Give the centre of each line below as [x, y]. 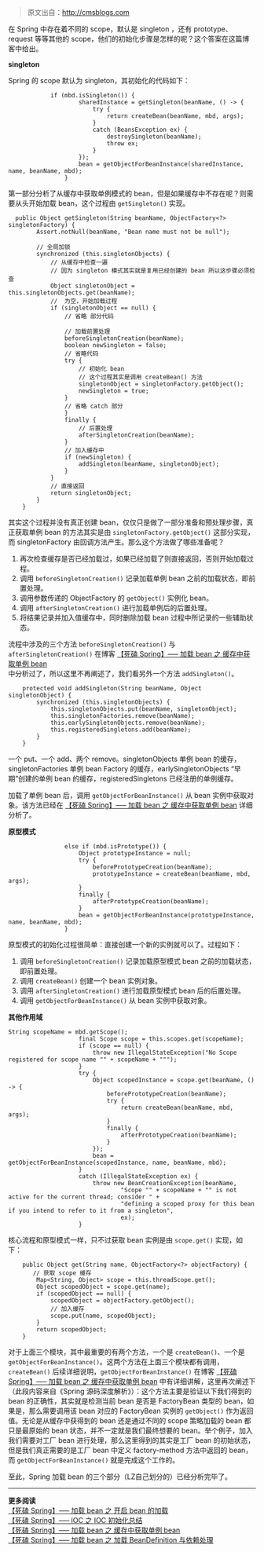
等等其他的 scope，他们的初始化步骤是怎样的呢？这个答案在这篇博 [142, 39]
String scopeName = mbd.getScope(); [68, 1032]
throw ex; [123, 144]
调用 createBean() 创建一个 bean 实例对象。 [91, 981]
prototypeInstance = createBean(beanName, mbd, [172, 874]
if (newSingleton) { [98, 457]
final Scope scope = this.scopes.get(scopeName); [161, 1039]
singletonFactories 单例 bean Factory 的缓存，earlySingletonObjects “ [121, 769]
